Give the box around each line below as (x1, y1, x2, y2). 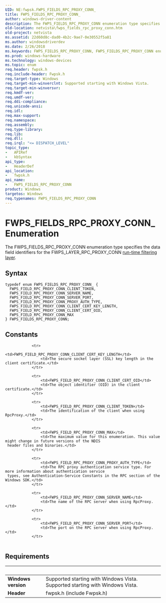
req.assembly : (5, 122, 35, 127)
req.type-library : (5, 127, 43, 132)
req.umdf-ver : (5, 95, 35, 100)
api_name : (5, 178, 26, 183)
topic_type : (5, 146, 30, 151)
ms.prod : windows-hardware (5, 53, 61, 58)
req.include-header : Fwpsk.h (5, 72, 65, 77)
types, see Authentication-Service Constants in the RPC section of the (7, 473, 161, 478)
